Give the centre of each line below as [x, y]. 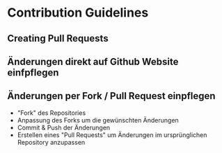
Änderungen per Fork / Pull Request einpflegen [111, 96]
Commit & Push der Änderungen [64, 127]
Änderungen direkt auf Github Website [93, 61]
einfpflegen [33, 72]
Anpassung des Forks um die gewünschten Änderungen [98, 120]
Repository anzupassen [51, 142]
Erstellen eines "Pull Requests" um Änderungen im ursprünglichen [112, 135]
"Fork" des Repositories [51, 113]
